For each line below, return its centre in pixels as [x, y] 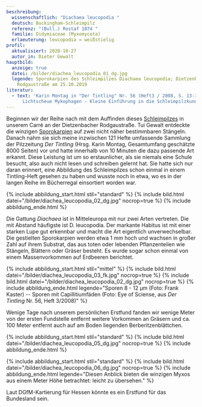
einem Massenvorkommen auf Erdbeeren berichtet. [70, 257]
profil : [16, 46]
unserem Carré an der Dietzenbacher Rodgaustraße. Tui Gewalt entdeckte [98, 125]
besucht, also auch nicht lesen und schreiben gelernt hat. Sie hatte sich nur [100, 163]
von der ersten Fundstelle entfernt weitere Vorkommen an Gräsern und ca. [98, 318]
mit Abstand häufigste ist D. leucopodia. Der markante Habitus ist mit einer [99, 225]
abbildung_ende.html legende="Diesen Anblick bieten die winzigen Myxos [98, 374]
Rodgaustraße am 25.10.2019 [52, 85]
